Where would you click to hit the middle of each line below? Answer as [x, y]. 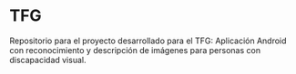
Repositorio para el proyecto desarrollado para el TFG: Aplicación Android [148, 41]
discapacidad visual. [48, 60]
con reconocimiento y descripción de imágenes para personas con [135, 50]
